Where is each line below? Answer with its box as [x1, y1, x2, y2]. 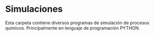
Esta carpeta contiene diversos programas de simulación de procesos [5, 20, 149, 26]
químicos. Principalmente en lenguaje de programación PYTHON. [5, 25, 140, 31]
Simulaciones [5, 3, 63, 15]
